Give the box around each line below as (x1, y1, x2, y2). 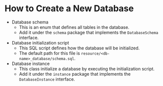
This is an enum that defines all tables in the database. (19, 24, 130, 30)
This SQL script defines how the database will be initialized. (19, 45, 140, 51)
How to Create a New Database (4, 3, 134, 14)
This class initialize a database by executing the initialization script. (19, 65, 155, 71)
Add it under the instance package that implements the (19, 71, 131, 77)
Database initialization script (11, 40, 69, 45)
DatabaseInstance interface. (19, 76, 75, 82)
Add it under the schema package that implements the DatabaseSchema (19, 29, 159, 35)
